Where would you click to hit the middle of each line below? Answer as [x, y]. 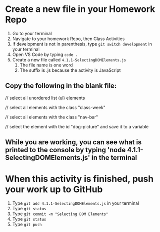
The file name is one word [46, 65]
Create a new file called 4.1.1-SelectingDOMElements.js [69, 59]
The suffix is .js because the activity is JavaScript [70, 70]
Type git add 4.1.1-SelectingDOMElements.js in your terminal [76, 203]
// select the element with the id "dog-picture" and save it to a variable [77, 126]
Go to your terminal [32, 33]
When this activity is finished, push [79, 179]
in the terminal [114, 158]
